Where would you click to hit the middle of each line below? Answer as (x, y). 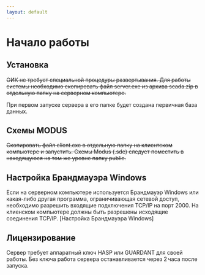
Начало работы (48, 42)
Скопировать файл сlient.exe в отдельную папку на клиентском (90, 145)
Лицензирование (41, 238)
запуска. (17, 266)
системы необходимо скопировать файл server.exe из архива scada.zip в (102, 86)
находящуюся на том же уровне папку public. (66, 158)
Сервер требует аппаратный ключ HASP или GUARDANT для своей (95, 253)
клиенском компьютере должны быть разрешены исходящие (87, 212)
